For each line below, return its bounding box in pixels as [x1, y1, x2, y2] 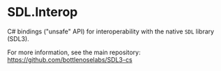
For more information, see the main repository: [7, 48, 141, 56]
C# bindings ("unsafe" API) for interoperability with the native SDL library [7, 27, 215, 35]
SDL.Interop [7, 4, 78, 20]
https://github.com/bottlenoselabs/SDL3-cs [7, 55, 132, 63]
